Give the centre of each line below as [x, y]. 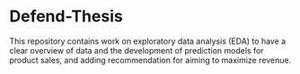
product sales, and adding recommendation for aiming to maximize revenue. [150, 60]
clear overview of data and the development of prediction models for [137, 50]
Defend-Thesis [66, 16]
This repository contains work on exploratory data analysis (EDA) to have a [148, 41]
